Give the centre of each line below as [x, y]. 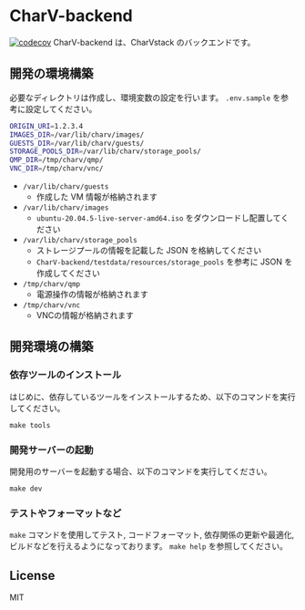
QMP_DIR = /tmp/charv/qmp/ [56, 160]
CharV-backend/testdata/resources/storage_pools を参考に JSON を [164, 262]
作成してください [68, 273]
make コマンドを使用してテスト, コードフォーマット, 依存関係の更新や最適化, [152, 535]
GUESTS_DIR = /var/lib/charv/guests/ [77, 143]
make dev [26, 489]
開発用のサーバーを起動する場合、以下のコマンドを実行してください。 [141, 471]
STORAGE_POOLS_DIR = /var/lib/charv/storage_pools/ [106, 151]
